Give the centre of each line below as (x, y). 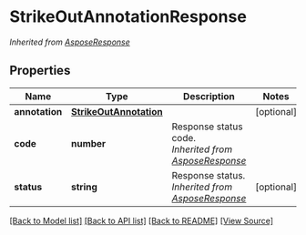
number (89, 143)
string (85, 187)
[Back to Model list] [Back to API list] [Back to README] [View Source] (142, 220)
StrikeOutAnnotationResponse (128, 17)
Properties (40, 71)
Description (209, 96)
